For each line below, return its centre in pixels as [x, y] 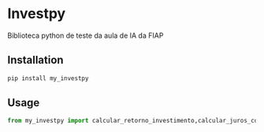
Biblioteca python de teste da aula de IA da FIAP [86, 35]
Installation [35, 60]
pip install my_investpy [48, 78]
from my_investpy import [48, 121]
